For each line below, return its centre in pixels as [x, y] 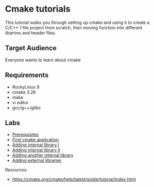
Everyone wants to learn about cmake [43, 60]
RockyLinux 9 [26, 87]
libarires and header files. [31, 33]
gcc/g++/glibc [26, 108]
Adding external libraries [37, 160]
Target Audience [31, 48]
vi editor [20, 102]
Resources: [16, 170]
